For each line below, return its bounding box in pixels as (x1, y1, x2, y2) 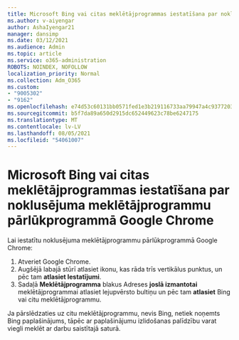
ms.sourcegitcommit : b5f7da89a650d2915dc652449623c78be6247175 (7, 110, 199, 117)
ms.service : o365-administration (7, 57, 107, 64)
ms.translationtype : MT (7, 116, 78, 123)
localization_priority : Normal (7, 70, 100, 77)
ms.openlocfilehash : (7, 103, 69, 110)
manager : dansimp (7, 30, 59, 38)
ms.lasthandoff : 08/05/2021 (7, 130, 91, 137)
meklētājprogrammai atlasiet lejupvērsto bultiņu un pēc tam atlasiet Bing (17, 288, 231, 297)
